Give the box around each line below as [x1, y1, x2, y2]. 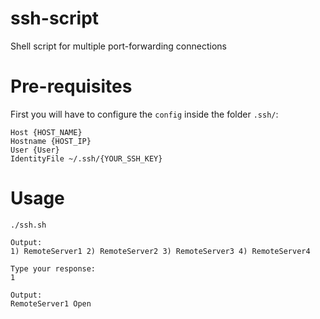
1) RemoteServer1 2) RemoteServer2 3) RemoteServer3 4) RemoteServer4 [10, 246, 311, 256]
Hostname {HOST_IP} [10, 136, 92, 146]
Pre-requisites [10, 75, 133, 98]
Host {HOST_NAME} [10, 127, 83, 137]
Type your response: [10, 263, 97, 274]
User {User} [10, 145, 60, 155]
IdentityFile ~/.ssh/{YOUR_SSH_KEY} [10, 153, 163, 164]
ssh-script [10, 7, 100, 30]
